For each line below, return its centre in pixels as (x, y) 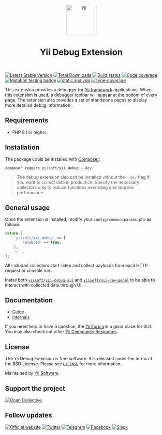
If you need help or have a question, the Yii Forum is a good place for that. (79, 326)
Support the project (35, 388)
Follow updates (29, 415)
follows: (13, 225)
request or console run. (28, 270)
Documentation (29, 300)
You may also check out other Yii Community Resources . (61, 332)
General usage (27, 208)
